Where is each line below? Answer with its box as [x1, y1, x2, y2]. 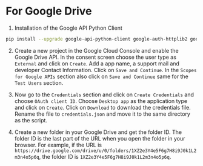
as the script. [14, 116, 48, 124]
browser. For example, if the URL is [14, 141, 102, 148]
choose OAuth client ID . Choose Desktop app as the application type [14, 97, 188, 104]
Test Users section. [14, 79, 64, 86]
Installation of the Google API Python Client [14, 24, 122, 32]
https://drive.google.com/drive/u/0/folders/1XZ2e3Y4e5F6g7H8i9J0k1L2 [14, 147, 197, 154]
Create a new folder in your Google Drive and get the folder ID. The [14, 128, 182, 136]
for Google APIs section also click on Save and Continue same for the [14, 73, 188, 80]
